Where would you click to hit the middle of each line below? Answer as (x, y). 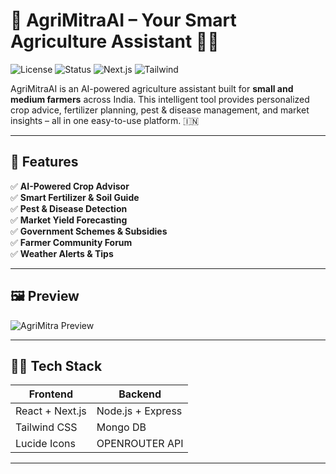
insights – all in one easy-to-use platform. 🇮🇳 (105, 120)
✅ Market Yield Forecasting (69, 220)
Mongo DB (121, 427)
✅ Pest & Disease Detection (69, 208)
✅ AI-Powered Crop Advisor (70, 186)
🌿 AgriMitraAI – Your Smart (123, 20)
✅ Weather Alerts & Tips (62, 253)
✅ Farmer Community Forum (71, 242)
